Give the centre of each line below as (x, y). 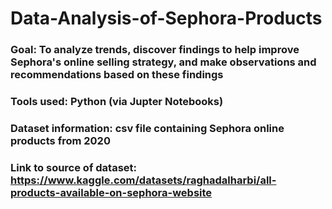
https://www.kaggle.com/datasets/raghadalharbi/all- (143, 180)
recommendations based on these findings (117, 75)
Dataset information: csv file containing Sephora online (147, 128)
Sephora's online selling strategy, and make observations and (163, 62)
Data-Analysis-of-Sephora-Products (166, 18)
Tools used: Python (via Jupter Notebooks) (117, 102)
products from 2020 (60, 140)
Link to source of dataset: (74, 167)
